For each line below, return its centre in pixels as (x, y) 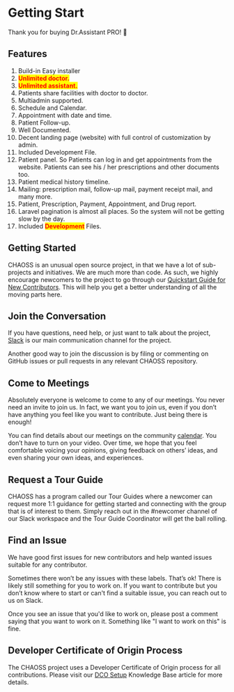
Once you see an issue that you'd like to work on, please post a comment (113, 613)
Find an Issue (37, 541)
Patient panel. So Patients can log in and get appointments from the (115, 159)
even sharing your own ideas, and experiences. (76, 458)
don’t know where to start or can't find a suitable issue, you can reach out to (117, 592)
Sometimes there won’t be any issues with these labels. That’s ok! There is (115, 578)
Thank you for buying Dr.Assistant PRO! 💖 (68, 32)
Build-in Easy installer (49, 70)
